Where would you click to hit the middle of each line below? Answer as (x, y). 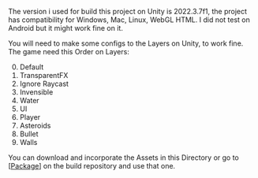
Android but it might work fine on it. (66, 28)
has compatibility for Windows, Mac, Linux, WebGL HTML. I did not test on (129, 20)
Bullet (29, 134)
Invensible (36, 92)
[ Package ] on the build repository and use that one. (92, 166)
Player (30, 117)
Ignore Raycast (44, 83)
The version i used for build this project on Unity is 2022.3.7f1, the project (127, 11)
